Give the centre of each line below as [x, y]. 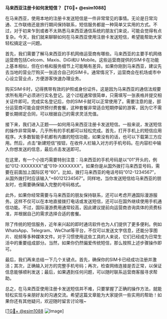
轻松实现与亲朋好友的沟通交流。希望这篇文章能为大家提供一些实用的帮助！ [81, 295]
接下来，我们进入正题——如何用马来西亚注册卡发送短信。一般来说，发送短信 [83, 124]
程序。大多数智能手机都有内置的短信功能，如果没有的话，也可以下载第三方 [81, 137]
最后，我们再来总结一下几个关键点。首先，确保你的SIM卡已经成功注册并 [79, 259]
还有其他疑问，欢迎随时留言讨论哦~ [50, 301]
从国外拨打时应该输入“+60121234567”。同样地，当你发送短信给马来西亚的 [81, 178]
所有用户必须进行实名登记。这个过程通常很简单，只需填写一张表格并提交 [83, 95]
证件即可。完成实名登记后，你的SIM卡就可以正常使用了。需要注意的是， [83, 101]
